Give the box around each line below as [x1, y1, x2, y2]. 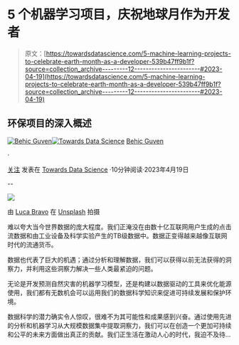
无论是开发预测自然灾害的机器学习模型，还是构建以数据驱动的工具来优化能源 [7, 279, 232, 288]
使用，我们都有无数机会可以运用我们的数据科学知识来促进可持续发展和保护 [7, 288, 225, 297]
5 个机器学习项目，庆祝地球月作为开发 [7, 6, 230, 23]
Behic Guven [126, 137, 164, 145]
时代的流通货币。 [7, 240, 58, 249]
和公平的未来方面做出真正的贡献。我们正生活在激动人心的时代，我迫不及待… [7, 330, 231, 339]
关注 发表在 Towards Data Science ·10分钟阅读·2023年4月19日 [7, 165, 189, 174]
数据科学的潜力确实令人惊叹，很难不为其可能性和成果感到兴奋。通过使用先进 [7, 312, 232, 321]
